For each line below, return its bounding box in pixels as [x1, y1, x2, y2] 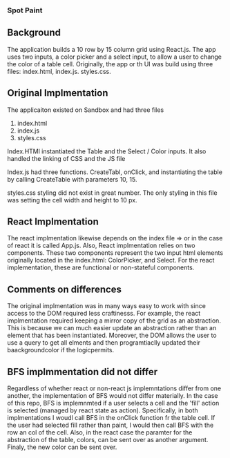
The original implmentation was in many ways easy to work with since [7, 302, 206, 310]
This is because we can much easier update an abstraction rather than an [7, 324, 217, 332]
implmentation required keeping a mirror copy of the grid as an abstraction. [7, 316, 221, 325]
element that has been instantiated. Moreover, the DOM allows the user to [7, 331, 217, 340]
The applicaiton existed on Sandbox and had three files [7, 106, 164, 114]
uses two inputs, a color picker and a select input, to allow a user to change [7, 53, 222, 61]
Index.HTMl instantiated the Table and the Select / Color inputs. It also [7, 147, 207, 155]
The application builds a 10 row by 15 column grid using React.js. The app [7, 45, 216, 53]
